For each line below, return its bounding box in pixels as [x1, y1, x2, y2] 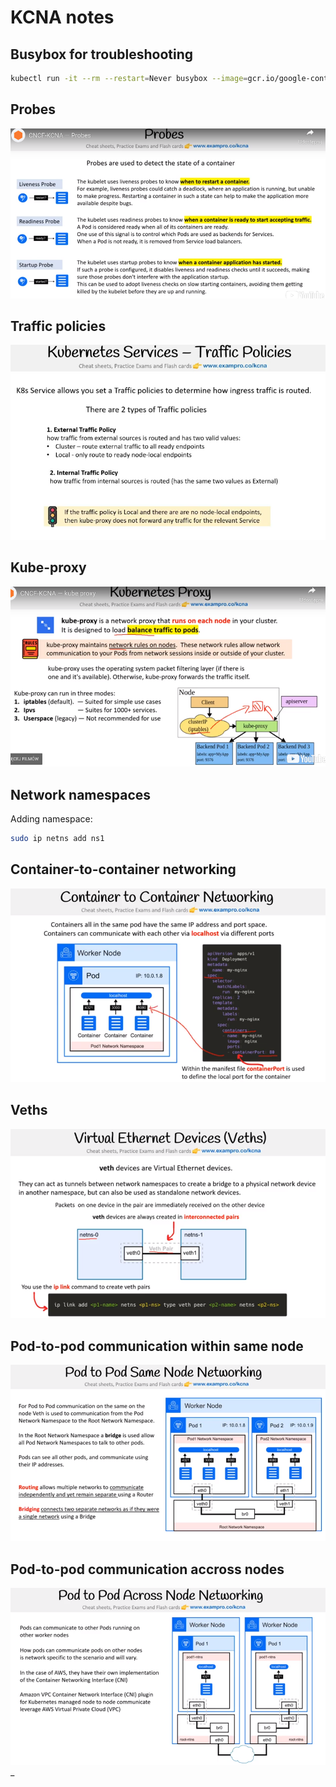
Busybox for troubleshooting [10, 46, 194, 63]
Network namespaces [10, 786, 152, 803]
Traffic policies [10, 317, 107, 335]
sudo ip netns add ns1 [10, 834, 105, 844]
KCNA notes [10, 6, 115, 29]
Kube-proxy [10, 559, 87, 576]
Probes [10, 101, 57, 118]
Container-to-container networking [10, 861, 237, 878]
